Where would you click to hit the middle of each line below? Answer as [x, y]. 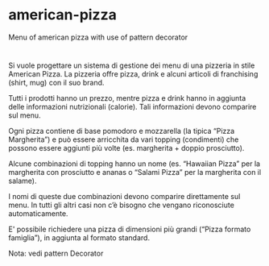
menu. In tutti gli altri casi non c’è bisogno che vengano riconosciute [122, 205]
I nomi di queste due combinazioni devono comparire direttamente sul [124, 197]
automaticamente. [38, 214]
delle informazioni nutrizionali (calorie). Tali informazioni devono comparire [132, 107]
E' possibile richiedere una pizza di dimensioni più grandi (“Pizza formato [130, 229]
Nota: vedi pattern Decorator [56, 254]
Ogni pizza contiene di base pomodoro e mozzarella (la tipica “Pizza [122, 131]
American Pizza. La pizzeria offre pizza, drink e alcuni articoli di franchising [133, 74]
